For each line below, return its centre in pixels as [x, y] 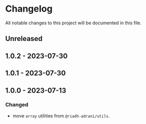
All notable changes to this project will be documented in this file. [74, 23]
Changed [17, 105]
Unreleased [24, 39]
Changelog [29, 9]
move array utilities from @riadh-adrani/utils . [61, 116]
